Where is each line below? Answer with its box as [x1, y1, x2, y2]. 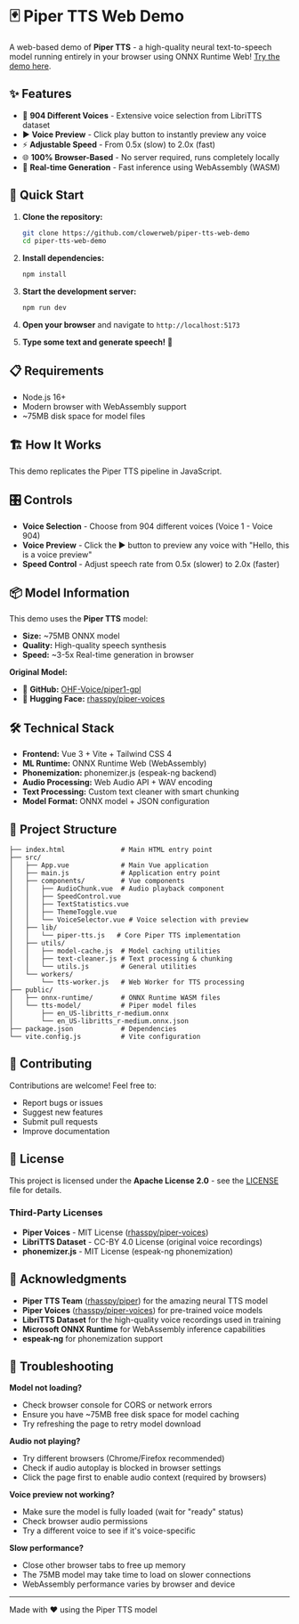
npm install [21, 270, 67, 280]
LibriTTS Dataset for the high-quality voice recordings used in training [21, 1314, 282, 1325]
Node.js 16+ [21, 392, 67, 402]
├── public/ [9, 985, 53, 995]
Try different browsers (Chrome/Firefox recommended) [21, 1453, 225, 1464]
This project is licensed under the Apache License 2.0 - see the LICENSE [9, 1175, 279, 1186]
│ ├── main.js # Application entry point [9, 868, 221, 877]
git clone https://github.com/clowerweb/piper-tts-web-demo [21, 228, 250, 238]
